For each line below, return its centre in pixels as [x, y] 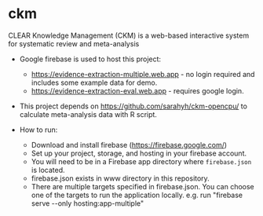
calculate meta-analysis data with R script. [88, 114]
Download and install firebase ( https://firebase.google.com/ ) [129, 145]
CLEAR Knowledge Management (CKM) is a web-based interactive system [129, 35]
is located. [48, 170]
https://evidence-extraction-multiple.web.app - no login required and [143, 74]
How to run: [38, 130]
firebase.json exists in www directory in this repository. [120, 178]
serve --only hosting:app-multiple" [88, 203]
